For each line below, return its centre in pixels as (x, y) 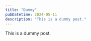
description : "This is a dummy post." (46, 19)
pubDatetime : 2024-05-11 (31, 14)
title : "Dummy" (21, 10)
